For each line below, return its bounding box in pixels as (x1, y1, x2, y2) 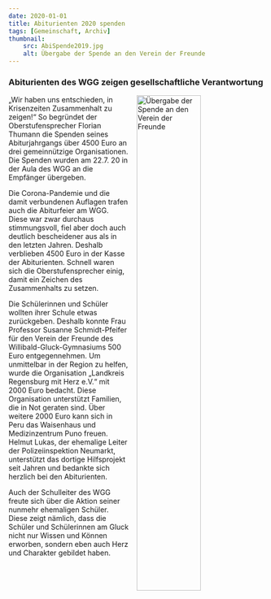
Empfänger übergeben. (8, 172, 87, 183)
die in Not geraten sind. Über (8, 403, 106, 413)
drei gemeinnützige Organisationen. (8, 147, 129, 157)
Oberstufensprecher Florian (8, 121, 102, 131)
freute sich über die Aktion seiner (8, 497, 120, 506)
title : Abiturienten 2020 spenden (8, 20, 126, 28)
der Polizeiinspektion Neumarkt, (8, 446, 116, 456)
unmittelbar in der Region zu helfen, (8, 359, 129, 370)
